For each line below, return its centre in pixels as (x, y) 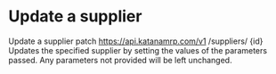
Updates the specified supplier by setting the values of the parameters (138, 50)
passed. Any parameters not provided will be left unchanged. (120, 60)
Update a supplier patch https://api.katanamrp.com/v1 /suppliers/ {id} (136, 41)
